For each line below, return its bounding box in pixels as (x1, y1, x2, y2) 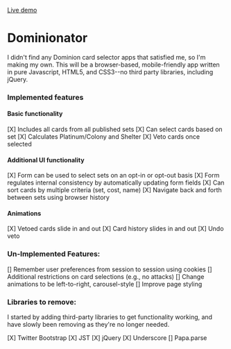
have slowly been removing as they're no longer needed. (7, 321, 170, 329)
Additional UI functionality (7, 155, 85, 164)
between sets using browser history (7, 194, 110, 202)
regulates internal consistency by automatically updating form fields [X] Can (7, 178, 225, 187)
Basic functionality (7, 110, 63, 118)
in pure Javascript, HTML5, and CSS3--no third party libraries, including (7, 67, 214, 76)
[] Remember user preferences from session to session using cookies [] (7, 265, 213, 273)
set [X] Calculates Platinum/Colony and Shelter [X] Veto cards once (7, 133, 200, 141)
